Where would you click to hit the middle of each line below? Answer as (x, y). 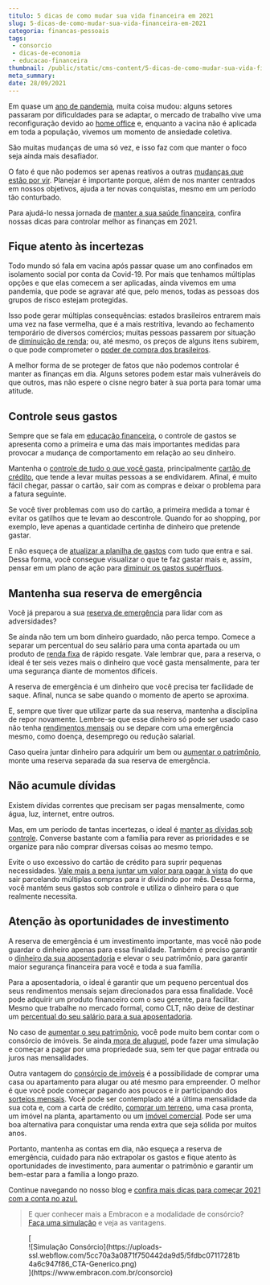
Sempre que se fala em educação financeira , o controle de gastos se (123, 436)
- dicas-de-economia (46, 53)
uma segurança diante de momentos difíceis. (83, 671)
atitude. (21, 391)
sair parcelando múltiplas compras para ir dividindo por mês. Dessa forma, (132, 879)
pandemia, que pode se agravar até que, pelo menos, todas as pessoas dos (134, 291)
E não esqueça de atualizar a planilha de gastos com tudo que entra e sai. (131, 551)
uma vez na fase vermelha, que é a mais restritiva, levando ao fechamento (131, 324)
